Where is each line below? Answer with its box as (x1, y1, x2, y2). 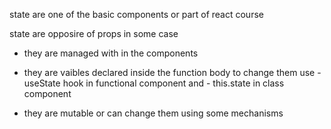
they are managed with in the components (23, 47, 199, 59)
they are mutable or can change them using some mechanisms (23, 107, 284, 119)
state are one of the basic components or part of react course (9, 9, 264, 20)
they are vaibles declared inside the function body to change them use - (23, 67, 322, 78)
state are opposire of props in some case (9, 28, 179, 39)
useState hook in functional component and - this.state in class (23, 77, 285, 89)
